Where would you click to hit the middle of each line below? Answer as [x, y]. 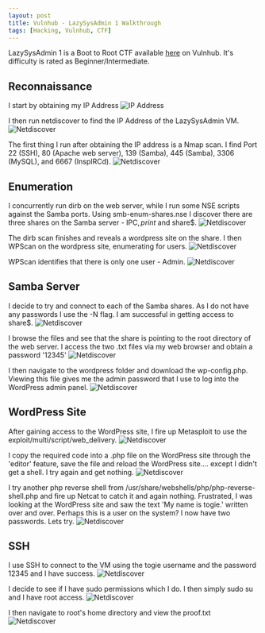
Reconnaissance [50, 86]
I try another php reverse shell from [66, 487]
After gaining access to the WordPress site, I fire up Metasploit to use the [128, 431]
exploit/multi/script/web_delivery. [63, 440]
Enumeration [41, 186]
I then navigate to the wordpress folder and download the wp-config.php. [128, 370]
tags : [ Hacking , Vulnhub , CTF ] [60, 30]
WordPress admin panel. [48, 387]
